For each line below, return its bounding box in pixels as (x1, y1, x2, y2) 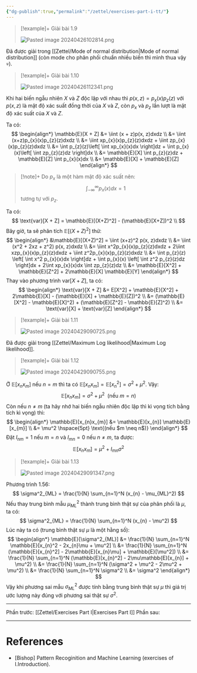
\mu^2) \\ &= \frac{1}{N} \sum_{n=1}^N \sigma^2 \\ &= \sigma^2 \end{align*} (6, 567, 191, 574)
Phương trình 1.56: (6, 481, 50, 488)
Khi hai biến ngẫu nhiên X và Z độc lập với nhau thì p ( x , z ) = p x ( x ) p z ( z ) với (6, 95, 184, 103)
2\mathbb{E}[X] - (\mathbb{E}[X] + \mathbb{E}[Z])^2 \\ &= (12, 292, 154, 299)
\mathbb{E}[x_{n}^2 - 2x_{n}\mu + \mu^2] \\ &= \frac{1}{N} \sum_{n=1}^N (9, 542, 188, 549)
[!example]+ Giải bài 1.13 (20, 458, 79, 465)
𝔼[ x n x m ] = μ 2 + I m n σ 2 (73, 444, 124, 454)
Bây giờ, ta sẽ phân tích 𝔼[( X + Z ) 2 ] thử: (6, 226, 101, 234)
